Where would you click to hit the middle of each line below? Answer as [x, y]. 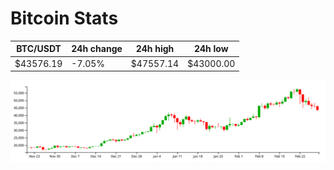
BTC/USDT [39, 49]
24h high [155, 49]
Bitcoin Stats [64, 18]
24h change [97, 49]
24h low [211, 49]
